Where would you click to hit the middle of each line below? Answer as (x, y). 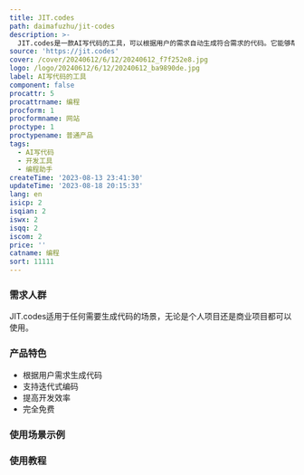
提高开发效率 (46, 397)
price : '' (28, 245)
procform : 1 (32, 110)
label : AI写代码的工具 (48, 77)
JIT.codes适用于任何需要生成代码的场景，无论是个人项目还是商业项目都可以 (151, 317)
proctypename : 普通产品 (51, 136)
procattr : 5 (32, 93)
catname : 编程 (35, 253)
